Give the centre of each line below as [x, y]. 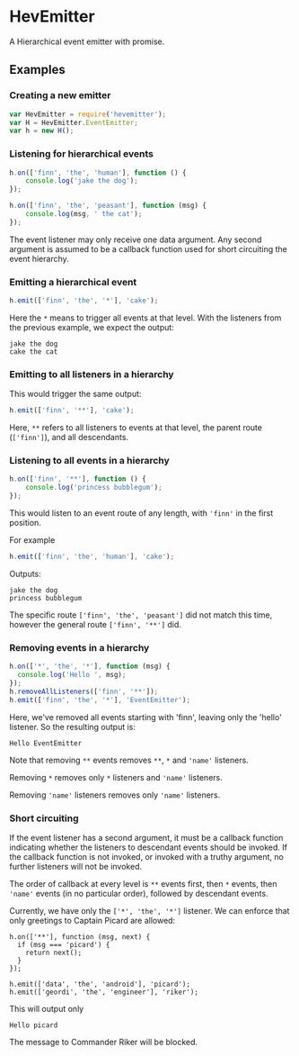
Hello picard [34, 1025]
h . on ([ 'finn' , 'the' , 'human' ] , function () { [98, 173]
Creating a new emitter [60, 95]
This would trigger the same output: [75, 394]
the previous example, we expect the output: [92, 327]
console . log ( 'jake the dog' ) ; [82, 181]
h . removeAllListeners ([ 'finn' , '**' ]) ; [84, 691]
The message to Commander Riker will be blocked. [104, 1042]
